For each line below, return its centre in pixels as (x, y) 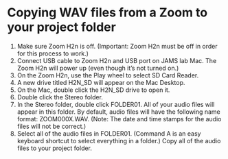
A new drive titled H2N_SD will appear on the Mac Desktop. (101, 82)
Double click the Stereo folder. (60, 97)
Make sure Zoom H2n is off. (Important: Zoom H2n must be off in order (117, 46)
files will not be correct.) (52, 126)
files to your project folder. (55, 148)
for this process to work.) (53, 53)
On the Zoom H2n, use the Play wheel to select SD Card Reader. (108, 75)
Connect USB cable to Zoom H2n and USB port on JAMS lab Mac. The (117, 60)
